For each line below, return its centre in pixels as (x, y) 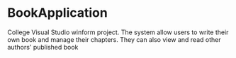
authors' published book (43, 47)
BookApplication (57, 13)
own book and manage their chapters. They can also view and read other (114, 39)
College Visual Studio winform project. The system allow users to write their (118, 32)
